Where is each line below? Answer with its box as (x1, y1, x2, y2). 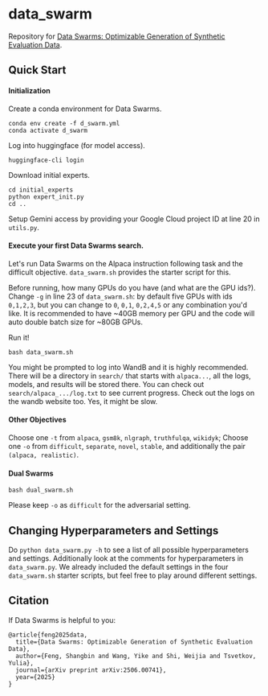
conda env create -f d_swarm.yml (8, 119, 120, 127)
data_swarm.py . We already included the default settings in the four (8, 562, 229, 571)
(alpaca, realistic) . (8, 450, 79, 459)
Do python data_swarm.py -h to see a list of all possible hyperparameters (8, 545, 249, 554)
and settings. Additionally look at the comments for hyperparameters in (8, 553, 244, 563)
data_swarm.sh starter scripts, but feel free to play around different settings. (8, 570, 258, 580)
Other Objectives (8, 415, 67, 425)
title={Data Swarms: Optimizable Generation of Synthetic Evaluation (15, 637, 253, 646)
